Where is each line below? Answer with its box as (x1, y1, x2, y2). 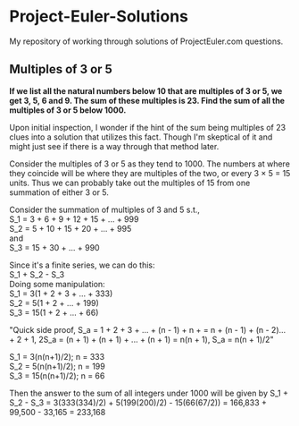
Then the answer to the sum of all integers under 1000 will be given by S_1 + (9, 388, 288, 398)
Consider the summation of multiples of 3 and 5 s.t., (9, 204, 201, 215)
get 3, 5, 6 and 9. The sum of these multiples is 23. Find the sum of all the (9, 95, 286, 106)
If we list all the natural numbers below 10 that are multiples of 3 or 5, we (9, 85, 283, 96)
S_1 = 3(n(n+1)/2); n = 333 (9, 351, 105, 362)
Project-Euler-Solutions (9, 6, 189, 27)
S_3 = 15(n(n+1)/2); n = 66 (9, 370, 105, 381)
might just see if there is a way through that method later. (9, 141, 220, 151)
